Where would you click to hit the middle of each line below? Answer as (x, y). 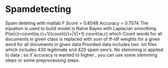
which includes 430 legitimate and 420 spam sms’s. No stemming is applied (84, 49)
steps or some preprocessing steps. (43, 60)
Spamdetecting (38, 9)
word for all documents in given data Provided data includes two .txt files (81, 44)
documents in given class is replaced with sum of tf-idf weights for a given (83, 39)
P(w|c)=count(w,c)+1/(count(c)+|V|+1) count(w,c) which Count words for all (84, 33)
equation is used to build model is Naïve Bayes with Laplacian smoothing (81, 28)
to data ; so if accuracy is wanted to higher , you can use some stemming (81, 55)
